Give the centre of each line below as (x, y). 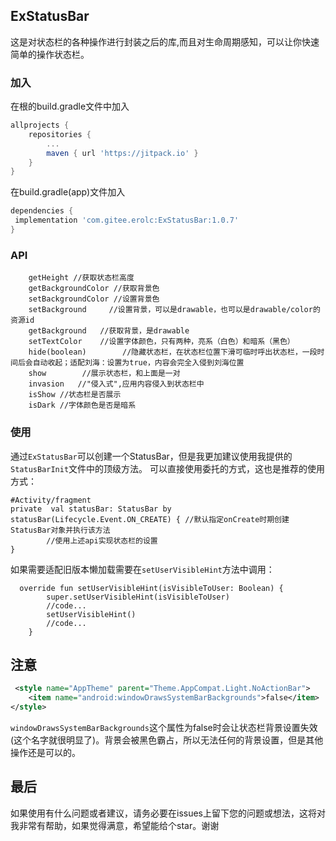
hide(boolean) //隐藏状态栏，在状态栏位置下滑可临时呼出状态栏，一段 (173, 352)
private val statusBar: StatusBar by (91, 509)
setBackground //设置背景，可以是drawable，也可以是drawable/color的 (174, 310)
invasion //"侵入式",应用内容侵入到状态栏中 (116, 384)
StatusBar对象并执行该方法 (60, 530)
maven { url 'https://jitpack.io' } (122, 153)
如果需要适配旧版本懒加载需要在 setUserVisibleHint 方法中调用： (142, 569)
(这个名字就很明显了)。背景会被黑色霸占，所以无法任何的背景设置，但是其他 (167, 740)
